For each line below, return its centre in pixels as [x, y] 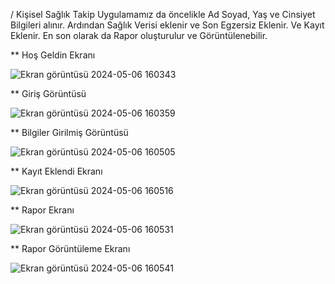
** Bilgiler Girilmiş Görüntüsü [69, 132]
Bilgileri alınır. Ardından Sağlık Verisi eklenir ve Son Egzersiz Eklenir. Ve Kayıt [167, 25]
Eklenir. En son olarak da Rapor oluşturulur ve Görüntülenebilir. [139, 35]
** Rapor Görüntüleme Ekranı [70, 248]
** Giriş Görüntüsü [48, 93]
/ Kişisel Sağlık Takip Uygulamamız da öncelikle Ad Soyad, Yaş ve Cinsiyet [163, 14]
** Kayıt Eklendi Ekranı [56, 171]
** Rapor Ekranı [42, 210]
